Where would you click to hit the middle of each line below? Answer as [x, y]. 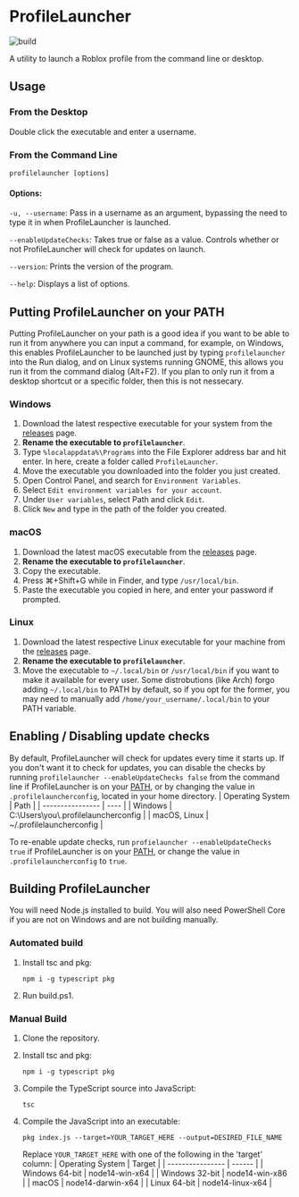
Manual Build [38, 1018]
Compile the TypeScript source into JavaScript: [109, 1089]
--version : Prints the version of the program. [91, 266]
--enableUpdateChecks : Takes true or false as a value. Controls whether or [144, 240]
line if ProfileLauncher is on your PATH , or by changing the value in [132, 786]
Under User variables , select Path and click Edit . [113, 500]
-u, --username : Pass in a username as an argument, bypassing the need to [148, 213]
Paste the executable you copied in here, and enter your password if [148, 590]
